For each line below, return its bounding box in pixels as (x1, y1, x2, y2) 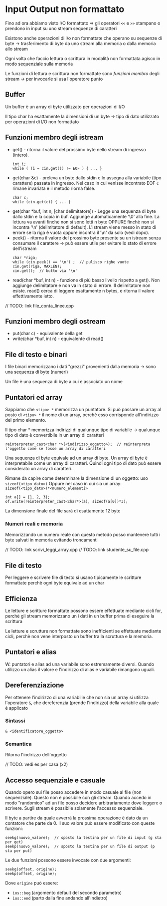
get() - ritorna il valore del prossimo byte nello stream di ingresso (12, 146, 146, 152)
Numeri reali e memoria (5, 520, 63, 527)
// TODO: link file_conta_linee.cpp (5, 303, 74, 309)
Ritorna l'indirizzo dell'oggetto (5, 752, 67, 758)
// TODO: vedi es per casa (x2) (5, 761, 68, 767)
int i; (12, 161, 26, 166)
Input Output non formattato (5, 4, 125, 15)
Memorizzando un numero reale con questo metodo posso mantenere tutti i (5, 532, 161, 538)
